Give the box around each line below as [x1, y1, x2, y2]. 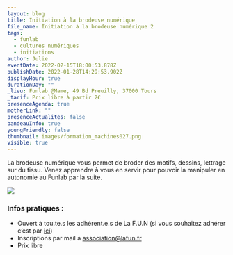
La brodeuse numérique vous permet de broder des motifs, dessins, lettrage [7, 158, 226, 167]
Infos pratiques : [7, 204, 64, 213]
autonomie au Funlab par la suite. [7, 173, 103, 181]
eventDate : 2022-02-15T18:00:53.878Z [7, 62, 117, 69]
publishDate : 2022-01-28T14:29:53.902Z [7, 68, 123, 75]
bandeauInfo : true [7, 120, 61, 127]
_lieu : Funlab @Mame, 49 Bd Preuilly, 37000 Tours [7, 88, 157, 94]
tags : [7, 29, 23, 37]
